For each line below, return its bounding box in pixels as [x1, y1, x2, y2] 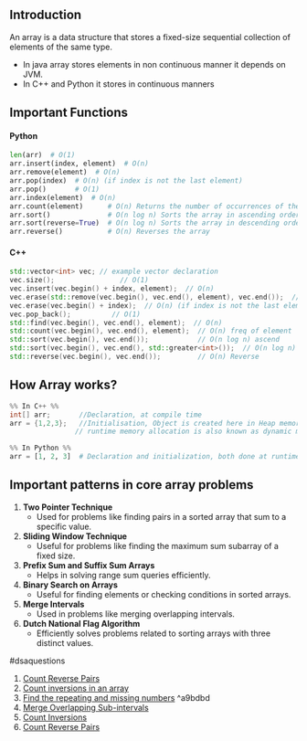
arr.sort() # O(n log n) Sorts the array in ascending [9, 210, 276, 219]
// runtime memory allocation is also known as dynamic [74, 427, 292, 437]
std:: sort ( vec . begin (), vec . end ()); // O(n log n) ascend [9, 335, 281, 344]
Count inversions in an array [22, 683, 130, 693]
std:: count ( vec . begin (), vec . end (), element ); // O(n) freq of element [9, 326, 292, 336]
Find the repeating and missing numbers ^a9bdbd [22, 692, 210, 703]
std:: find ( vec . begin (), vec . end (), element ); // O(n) [9, 318, 223, 327]
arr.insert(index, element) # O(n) [9, 159, 149, 168]
